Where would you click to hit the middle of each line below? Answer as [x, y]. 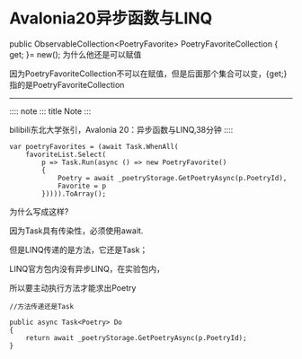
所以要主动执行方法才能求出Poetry [73, 287]
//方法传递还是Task [42, 306]
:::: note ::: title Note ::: [50, 111]
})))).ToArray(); [74, 194]
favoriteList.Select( [66, 154]
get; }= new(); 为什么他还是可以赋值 [75, 54]
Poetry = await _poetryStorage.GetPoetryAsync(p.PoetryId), [172, 178]
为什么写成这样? [39, 211]
